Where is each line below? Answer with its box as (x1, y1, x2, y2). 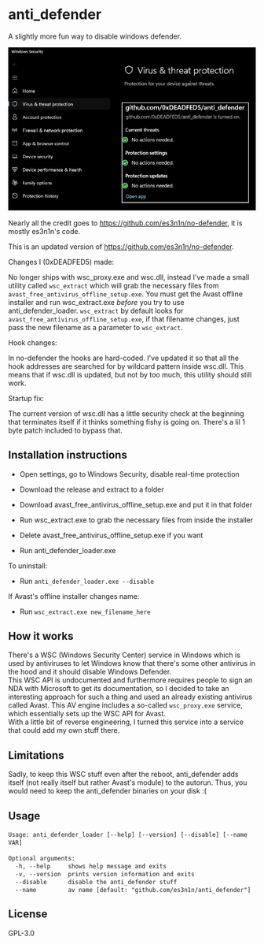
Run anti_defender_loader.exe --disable (19, 576, 155, 585)
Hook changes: (8, 337, 57, 347)
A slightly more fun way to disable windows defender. (8, 32, 182, 41)
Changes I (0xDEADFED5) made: (8, 257, 115, 266)
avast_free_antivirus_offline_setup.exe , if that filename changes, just (8, 314, 240, 324)
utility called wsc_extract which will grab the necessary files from (8, 281, 219, 290)
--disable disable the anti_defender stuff (15, 879, 178, 886)
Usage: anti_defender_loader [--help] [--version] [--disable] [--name (8, 831, 247, 839)
